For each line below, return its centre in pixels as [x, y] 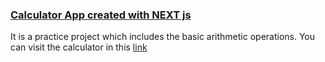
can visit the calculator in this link [79, 47]
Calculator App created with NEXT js [101, 15]
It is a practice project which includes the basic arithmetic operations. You [163, 37]
